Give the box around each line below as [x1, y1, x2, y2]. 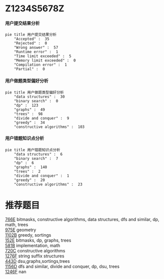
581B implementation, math [5, 242, 61, 248]
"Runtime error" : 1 [14, 50, 58, 55]
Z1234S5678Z [5, 3, 65, 14]
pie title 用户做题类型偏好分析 [5, 90, 64, 95]
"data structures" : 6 [14, 152, 63, 156]
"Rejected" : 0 [14, 41, 48, 46]
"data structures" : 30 [14, 94, 65, 99]
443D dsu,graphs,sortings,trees [5, 258, 70, 264]
